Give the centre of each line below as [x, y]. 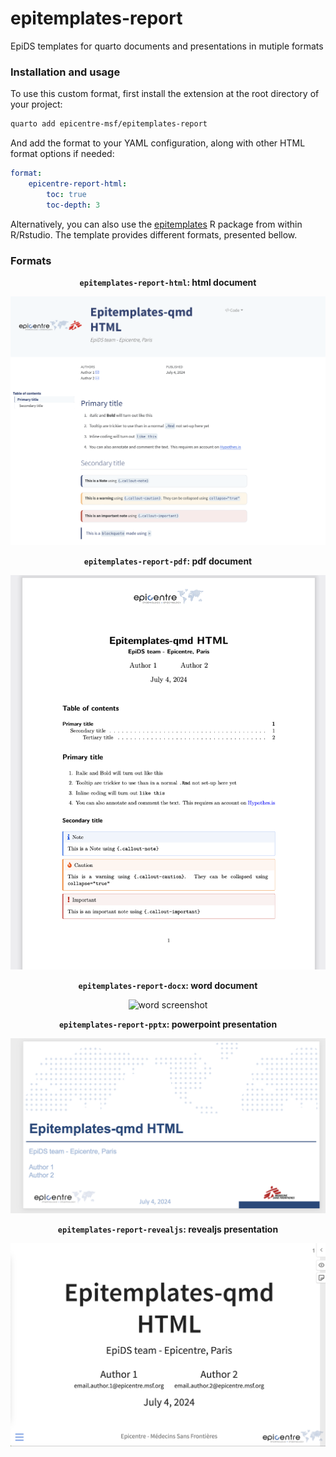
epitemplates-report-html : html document [168, 282]
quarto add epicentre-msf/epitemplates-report [109, 124]
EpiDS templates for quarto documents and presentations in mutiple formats [167, 46]
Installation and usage [65, 72]
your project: [36, 104]
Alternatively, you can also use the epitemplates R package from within [156, 224]
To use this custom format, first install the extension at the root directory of [165, 94]
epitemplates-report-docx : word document [168, 985]
